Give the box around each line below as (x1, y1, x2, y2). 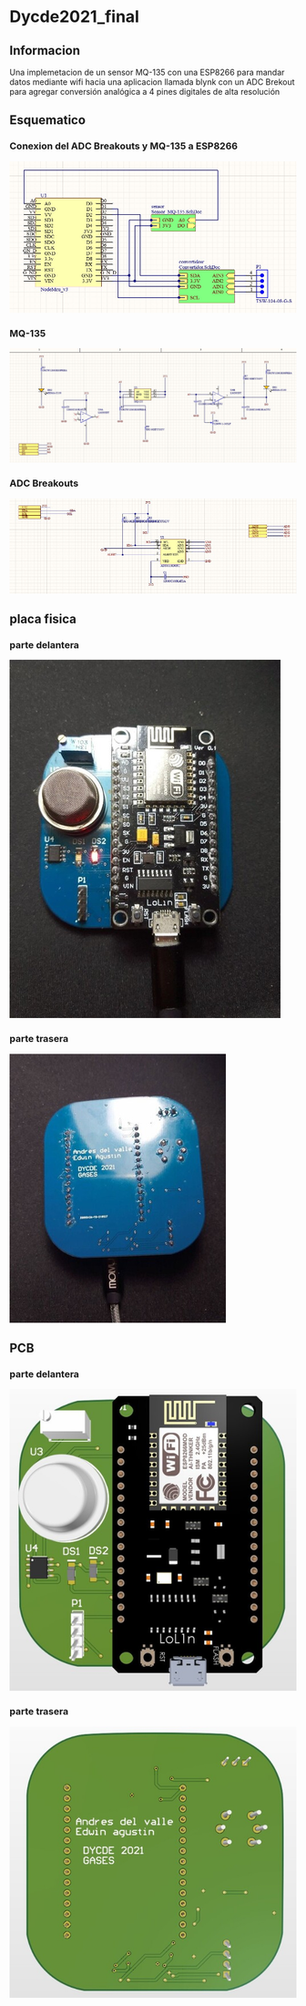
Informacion (9, 43, 80, 58)
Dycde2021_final (9, 6, 139, 27)
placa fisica (9, 612, 77, 627)
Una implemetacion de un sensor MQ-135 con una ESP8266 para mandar (9, 67, 285, 77)
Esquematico (9, 112, 87, 129)
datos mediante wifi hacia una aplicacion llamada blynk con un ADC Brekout (9, 77, 295, 87)
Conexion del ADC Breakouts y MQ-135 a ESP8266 (9, 139, 239, 152)
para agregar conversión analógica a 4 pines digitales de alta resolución (9, 87, 280, 97)
